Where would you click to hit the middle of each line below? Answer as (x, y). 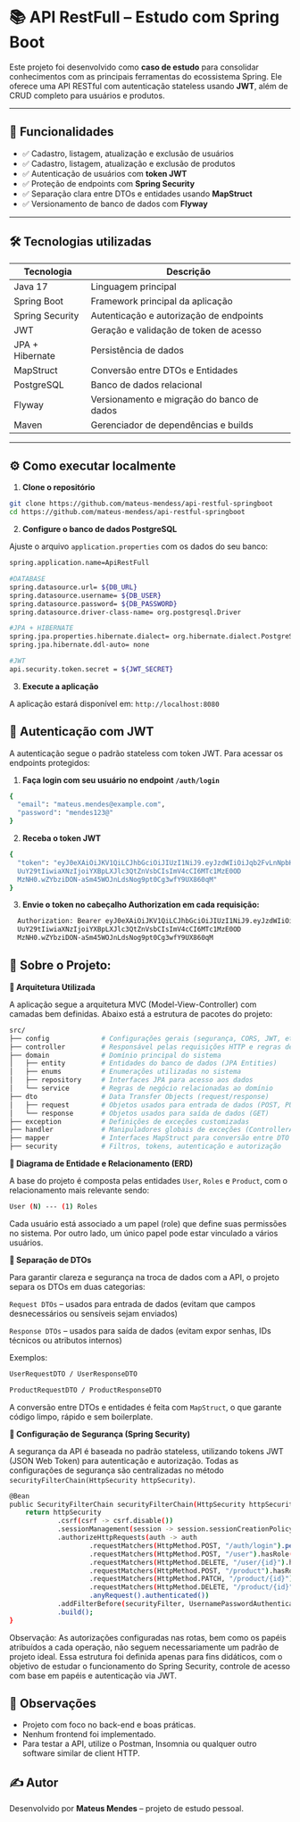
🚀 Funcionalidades (62, 132)
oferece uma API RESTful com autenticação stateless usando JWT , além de (149, 86)
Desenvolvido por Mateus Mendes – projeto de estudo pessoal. (126, 1809)
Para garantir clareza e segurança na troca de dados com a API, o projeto (144, 1277)
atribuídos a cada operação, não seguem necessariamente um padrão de (144, 1647)
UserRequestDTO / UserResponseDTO (74, 1374)
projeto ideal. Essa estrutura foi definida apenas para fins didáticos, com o (146, 1656)
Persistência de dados (137, 350)
